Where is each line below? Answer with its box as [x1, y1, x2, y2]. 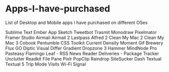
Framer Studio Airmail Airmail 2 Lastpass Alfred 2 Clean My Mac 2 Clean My [5, 34, 164, 40]
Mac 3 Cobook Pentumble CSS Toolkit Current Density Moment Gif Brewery [5, 39, 163, 45]
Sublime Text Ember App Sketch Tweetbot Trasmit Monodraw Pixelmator [5, 29, 157, 35]
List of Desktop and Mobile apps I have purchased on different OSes [5, 19, 148, 25]
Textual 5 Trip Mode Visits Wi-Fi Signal [5, 61, 86, 67]
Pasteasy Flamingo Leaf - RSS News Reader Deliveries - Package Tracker [5, 50, 159, 56]
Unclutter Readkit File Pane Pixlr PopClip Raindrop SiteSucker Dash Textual [5, 55, 162, 61]
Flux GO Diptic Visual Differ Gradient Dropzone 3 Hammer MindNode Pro [5, 45, 157, 51]
